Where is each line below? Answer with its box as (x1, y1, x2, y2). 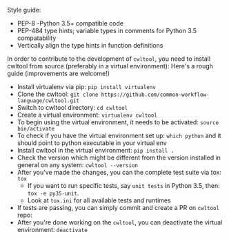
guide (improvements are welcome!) (7, 69, 110, 77)
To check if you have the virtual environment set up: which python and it (17, 131, 221, 140)
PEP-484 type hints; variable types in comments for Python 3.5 (17, 27, 197, 35)
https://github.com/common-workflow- (101, 91, 210, 98)
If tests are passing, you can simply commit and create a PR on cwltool (17, 204, 219, 211)
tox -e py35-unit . (27, 189, 79, 197)
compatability (17, 34, 57, 42)
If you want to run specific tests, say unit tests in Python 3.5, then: (27, 182, 221, 189)
